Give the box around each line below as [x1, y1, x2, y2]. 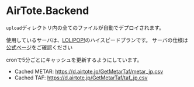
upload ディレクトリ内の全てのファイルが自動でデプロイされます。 [6, 24, 165, 31]
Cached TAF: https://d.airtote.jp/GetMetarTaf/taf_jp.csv [14, 74, 148, 81]
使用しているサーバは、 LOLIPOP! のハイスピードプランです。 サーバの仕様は [6, 36, 188, 43]
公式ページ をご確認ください [6, 44, 73, 51]
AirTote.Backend [6, 4, 89, 18]
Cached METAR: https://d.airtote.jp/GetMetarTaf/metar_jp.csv [14, 68, 164, 75]
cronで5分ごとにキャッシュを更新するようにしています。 [6, 56, 143, 63]
